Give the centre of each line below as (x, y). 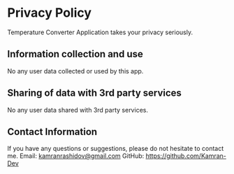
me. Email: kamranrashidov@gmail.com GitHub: (76, 156)
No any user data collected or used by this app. (75, 71)
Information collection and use (75, 54)
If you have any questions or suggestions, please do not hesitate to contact (116, 149)
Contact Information (52, 132)
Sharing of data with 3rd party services (94, 93)
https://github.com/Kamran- (186, 156)
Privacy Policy (50, 13)
